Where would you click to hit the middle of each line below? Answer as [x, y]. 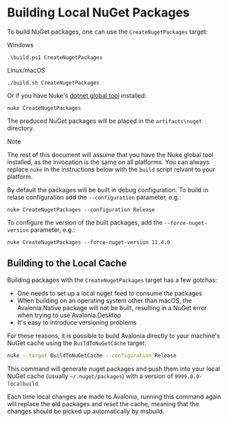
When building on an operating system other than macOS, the [104, 301]
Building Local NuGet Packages [99, 13]
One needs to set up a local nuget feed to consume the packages [110, 293]
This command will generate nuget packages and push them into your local [114, 368]
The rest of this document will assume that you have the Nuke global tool [111, 154]
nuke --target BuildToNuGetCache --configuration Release [92, 355]
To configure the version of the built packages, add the [85, 222]
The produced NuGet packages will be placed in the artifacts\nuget [105, 121]
